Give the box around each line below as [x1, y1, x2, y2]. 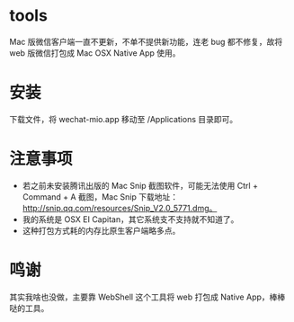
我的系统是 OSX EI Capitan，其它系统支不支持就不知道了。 [22, 213, 239, 225]
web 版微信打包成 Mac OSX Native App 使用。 [9, 47, 182, 58]
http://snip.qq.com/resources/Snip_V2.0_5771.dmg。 [22, 202, 218, 213]
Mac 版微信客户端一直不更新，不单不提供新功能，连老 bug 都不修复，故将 [9, 36, 283, 47]
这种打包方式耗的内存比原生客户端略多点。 [22, 225, 181, 236]
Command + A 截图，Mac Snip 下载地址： [22, 191, 178, 202]
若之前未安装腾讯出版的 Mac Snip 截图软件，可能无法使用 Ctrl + [22, 180, 259, 191]
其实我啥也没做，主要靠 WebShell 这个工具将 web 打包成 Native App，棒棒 [9, 291, 286, 302]
